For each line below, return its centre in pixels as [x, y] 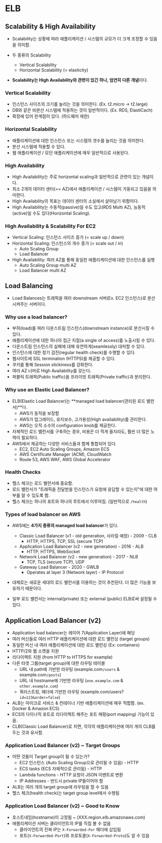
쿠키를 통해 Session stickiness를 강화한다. [53, 365]
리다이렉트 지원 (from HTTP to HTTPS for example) [62, 657]
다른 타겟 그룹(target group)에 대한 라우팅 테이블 [59, 663]
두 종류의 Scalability [31, 55]
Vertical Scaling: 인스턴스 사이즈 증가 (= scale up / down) [68, 237]
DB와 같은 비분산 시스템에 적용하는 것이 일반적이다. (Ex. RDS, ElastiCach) [82, 110]
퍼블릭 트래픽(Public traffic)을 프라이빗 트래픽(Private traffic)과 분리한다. [82, 377]
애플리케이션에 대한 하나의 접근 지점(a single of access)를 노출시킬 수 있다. [84, 341]
